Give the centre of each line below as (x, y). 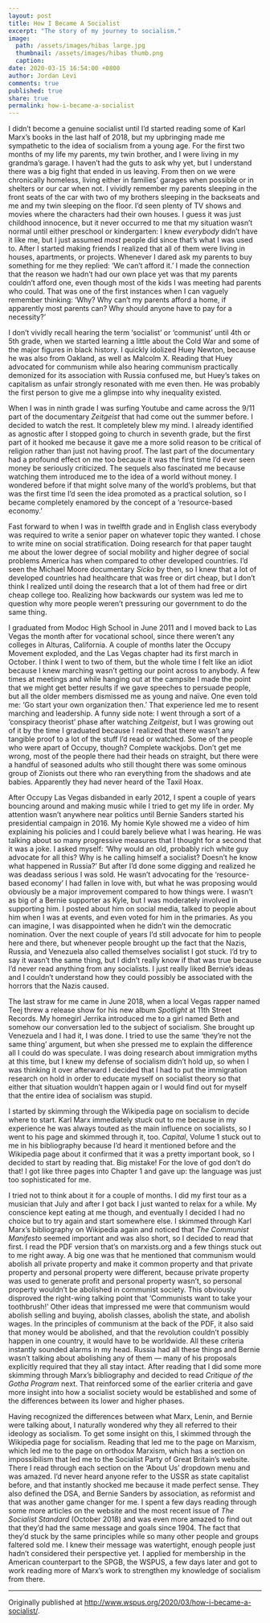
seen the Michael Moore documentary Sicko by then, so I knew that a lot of (133, 570)
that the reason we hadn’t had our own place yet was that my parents (123, 274)
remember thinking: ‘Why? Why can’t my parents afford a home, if (117, 300)
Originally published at (45, 1602)
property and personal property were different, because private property (129, 1272)
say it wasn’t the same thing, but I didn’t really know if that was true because (135, 961)
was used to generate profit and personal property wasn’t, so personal (125, 1281)
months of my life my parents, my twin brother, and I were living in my (124, 155)
